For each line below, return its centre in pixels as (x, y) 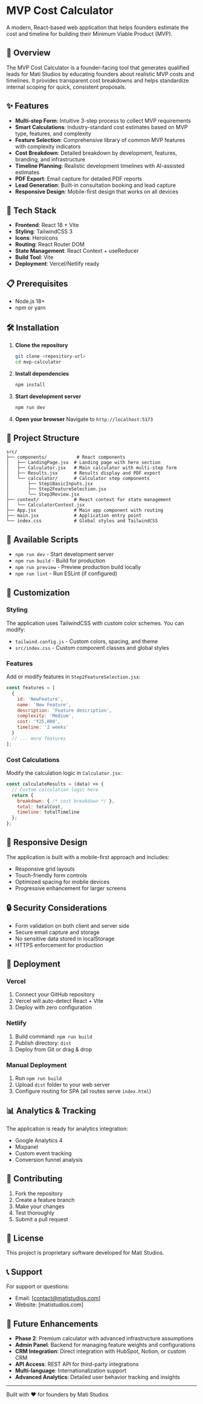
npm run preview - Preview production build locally (78, 567)
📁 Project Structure (43, 438)
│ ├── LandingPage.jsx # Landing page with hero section (84, 463)
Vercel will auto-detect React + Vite (59, 1001)
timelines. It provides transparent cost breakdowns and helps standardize (98, 80)
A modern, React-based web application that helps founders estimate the (98, 27)
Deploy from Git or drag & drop (53, 1049)
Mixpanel (26, 1147)
